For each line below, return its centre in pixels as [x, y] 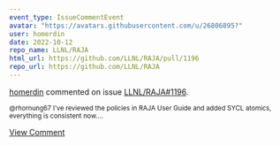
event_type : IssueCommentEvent [67, 17]
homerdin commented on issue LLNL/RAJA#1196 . [99, 92]
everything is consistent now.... [56, 116]
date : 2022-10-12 [41, 42]
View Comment [37, 132]
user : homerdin [37, 34]
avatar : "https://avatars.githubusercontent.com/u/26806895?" [126, 26]
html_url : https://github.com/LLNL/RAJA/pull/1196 [104, 58]
